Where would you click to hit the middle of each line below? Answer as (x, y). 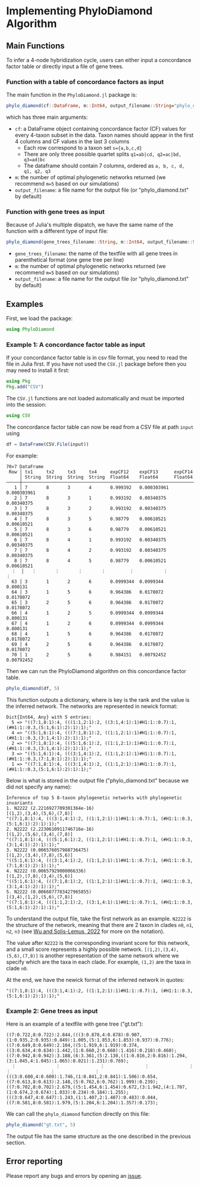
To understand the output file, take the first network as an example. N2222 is (99, 919)
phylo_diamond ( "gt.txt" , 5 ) (41, 1125)
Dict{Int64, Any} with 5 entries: (49, 717)
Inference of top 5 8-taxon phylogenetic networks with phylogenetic (94, 798)
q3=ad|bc (35, 160)
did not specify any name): (39, 787)
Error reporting (35, 1161)
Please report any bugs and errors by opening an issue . (74, 1175)
